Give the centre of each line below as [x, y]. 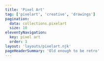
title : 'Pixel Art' [25, 10]
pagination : [17, 19]
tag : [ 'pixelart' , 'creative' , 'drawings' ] [50, 14]
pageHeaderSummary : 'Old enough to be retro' [52, 51]
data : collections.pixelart [38, 23]
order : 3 [18, 42]
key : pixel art [25, 37]
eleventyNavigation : [26, 32]
